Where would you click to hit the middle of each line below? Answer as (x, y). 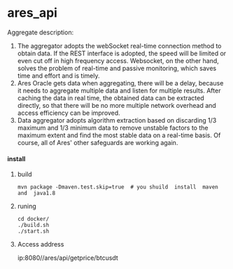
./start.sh (33, 232)
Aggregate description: (41, 32)
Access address (41, 244)
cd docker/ (33, 219)
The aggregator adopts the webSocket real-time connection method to (119, 46)
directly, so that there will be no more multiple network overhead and (117, 105)
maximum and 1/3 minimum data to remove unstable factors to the (113, 127)
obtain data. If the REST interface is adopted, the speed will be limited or (122, 53)
